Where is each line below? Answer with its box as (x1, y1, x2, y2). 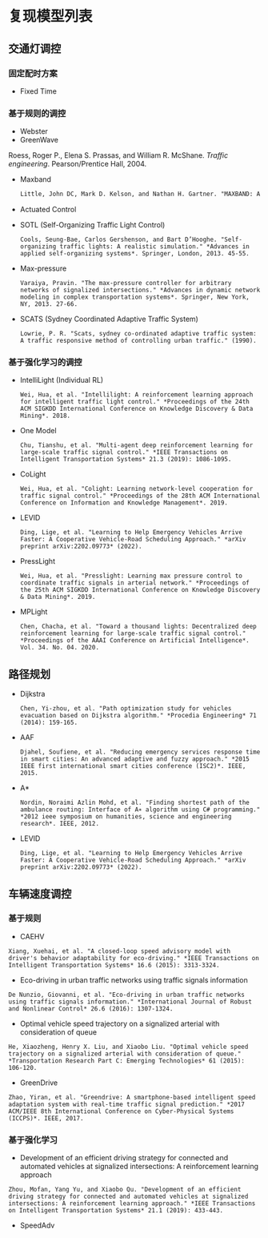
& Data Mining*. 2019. (19, 593, 96, 601)
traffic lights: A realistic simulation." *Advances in (59, 243, 250, 251)
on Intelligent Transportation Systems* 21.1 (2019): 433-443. (8, 1207, 224, 1215)
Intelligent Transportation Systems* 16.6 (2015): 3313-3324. (8, 961, 220, 969)
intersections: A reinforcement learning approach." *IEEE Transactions (8, 1200, 256, 1208)
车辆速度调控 (8, 886, 72, 901)
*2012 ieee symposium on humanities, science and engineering (19, 813, 232, 821)
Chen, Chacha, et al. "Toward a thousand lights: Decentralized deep (19, 622, 258, 631)
